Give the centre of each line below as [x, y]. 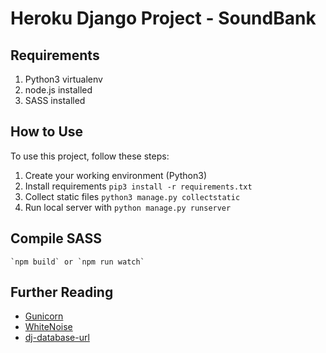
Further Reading [62, 292]
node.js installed [58, 90]
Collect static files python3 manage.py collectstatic [132, 196]
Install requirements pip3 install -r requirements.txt [138, 186]
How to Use [47, 132]
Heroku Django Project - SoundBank [163, 18]
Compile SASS [56, 238]
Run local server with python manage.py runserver [128, 207]
